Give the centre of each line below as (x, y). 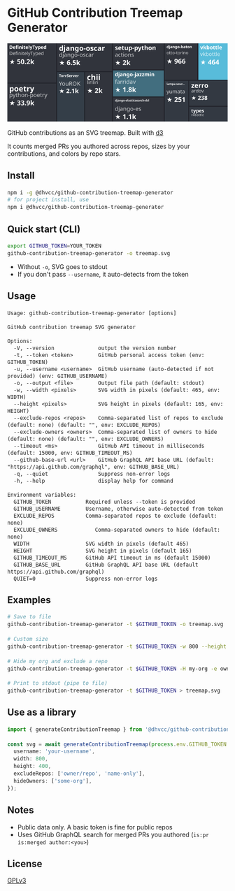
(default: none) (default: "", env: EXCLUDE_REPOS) (84, 425)
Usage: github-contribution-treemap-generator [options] (92, 313)
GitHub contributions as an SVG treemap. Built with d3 (85, 132)
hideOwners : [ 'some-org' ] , (53, 781)
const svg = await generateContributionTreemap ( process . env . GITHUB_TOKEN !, (120, 744)
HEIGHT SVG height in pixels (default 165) (103, 551)
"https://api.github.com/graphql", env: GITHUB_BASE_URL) (93, 467)
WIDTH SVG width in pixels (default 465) (101, 544)
